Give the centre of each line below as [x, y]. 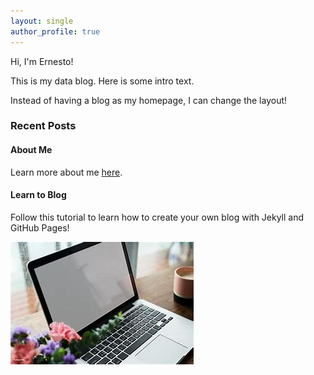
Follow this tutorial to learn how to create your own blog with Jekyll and [157, 217]
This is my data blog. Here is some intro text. [102, 81]
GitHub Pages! [40, 227]
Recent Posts [43, 126]
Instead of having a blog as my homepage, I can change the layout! [149, 100]
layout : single [42, 21]
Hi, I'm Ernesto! [42, 61]
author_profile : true [55, 31]
